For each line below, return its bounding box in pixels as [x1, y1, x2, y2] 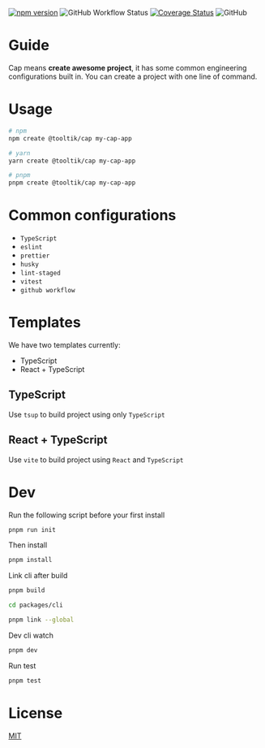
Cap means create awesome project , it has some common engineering [8, 63, 247, 72]
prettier [19, 252, 50, 260]
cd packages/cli [8, 601, 63, 609]
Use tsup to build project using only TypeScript [8, 409, 165, 419]
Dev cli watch [8, 630, 54, 640]
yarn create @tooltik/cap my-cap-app [8, 157, 136, 165]
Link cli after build [8, 571, 68, 581]
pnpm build [8, 586, 45, 595]
